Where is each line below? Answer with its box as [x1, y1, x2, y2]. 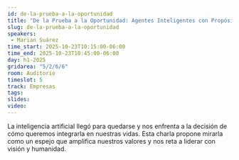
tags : [7, 89, 23, 96]
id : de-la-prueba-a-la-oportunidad [7, 10, 113, 18]
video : [7, 103, 27, 110]
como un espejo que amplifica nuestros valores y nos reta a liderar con [7, 137, 216, 145]
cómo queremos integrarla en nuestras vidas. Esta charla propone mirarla [7, 129, 223, 138]
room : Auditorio [7, 69, 55, 76]
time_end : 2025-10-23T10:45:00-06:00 [7, 50, 119, 57]
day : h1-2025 [7, 57, 46, 64]
